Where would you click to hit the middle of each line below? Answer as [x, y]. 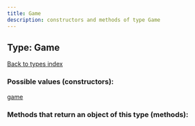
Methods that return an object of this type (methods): [98, 114]
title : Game [24, 13]
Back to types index [35, 64]
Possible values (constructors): [61, 81]
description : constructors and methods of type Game [84, 20]
